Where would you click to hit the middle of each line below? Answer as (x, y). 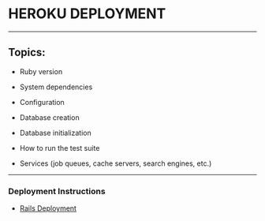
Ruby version (41, 71)
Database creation (50, 117)
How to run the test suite (60, 148)
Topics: (27, 52)
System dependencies (56, 87)
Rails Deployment (48, 208)
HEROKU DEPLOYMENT (87, 14)
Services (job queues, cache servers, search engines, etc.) (116, 163)
